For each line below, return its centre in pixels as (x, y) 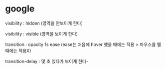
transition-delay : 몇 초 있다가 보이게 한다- (47, 61)
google (20, 9)
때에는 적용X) (18, 50)
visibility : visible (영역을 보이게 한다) (42, 33)
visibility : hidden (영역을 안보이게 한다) (44, 23)
